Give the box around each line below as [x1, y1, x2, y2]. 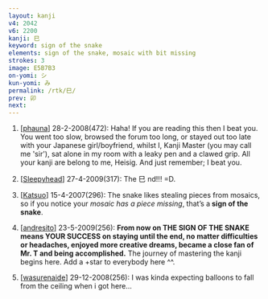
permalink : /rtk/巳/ [8, 86, 76, 95]
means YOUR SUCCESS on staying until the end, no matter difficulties [19, 231, 258, 241]
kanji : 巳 [8, 34, 40, 43]
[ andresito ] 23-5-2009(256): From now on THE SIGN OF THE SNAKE [19, 223, 249, 233]
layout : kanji [8, 11, 56, 20]
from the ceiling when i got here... [19, 281, 133, 291]
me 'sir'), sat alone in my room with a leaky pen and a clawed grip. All [19, 149, 251, 159]
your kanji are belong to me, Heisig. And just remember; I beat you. [19, 158, 242, 167]
